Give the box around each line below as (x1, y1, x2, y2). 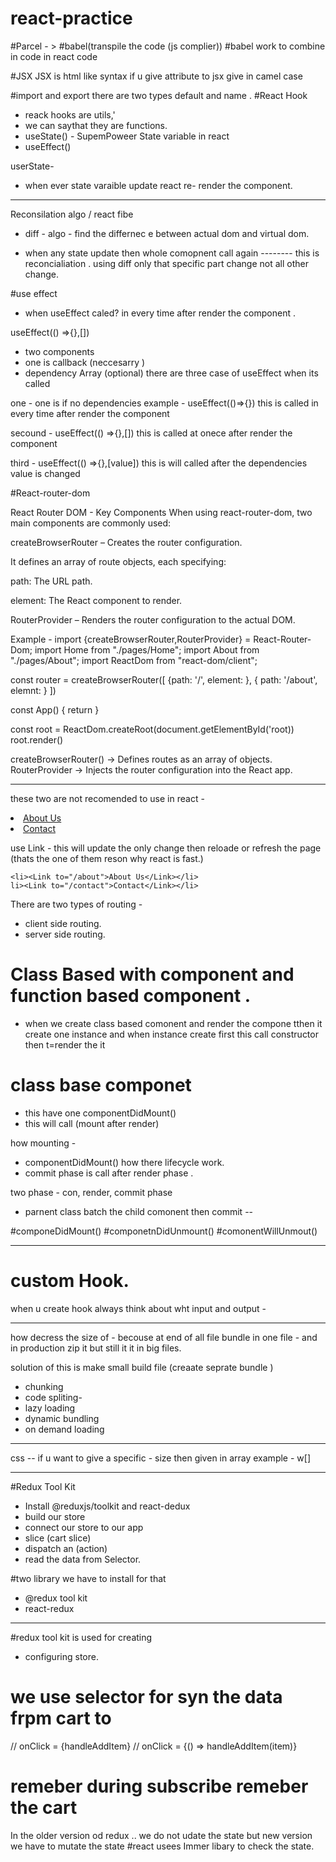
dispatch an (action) (24, 1542, 108, 1554)
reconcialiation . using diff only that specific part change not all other (24, 257, 309, 269)
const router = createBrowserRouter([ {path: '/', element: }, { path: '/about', (10, 673, 318, 686)
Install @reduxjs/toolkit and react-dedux (24, 1500, 191, 1512)
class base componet (10, 1074, 192, 1097)
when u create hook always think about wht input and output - (10, 1302, 267, 1314)
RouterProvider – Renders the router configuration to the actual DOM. (10, 613, 296, 626)
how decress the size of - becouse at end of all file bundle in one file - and (10, 1331, 318, 1343)
